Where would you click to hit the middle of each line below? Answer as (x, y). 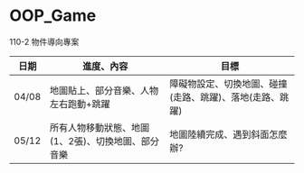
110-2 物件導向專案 (44, 41)
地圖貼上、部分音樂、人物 (104, 90)
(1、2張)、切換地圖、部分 (104, 141)
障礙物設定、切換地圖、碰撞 (228, 84)
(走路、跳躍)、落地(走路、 (225, 97)
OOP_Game (53, 16)
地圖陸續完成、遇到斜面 (219, 134)
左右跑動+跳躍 (80, 104)
